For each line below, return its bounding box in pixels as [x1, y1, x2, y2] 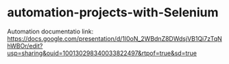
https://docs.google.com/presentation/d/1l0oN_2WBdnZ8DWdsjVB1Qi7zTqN [7, 34, 223, 42]
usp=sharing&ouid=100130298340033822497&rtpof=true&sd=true [7, 49, 197, 57]
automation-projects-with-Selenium [7, 5, 219, 20]
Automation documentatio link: [7, 27, 94, 35]
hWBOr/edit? [7, 42, 43, 50]
